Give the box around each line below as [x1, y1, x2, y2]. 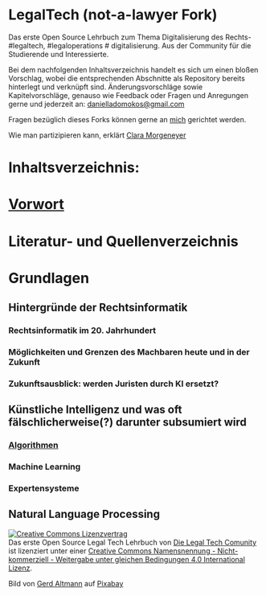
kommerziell [8, 554, 49, 564]
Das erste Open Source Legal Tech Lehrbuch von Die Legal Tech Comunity [8, 537, 257, 547]
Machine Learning [8, 461, 81, 472]
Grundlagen [8, 269, 90, 287]
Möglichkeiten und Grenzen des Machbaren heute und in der [8, 346, 251, 357]
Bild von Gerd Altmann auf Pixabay [8, 578, 124, 588]
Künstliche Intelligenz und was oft [8, 403, 182, 417]
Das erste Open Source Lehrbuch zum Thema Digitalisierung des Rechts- [8, 32, 252, 42]
